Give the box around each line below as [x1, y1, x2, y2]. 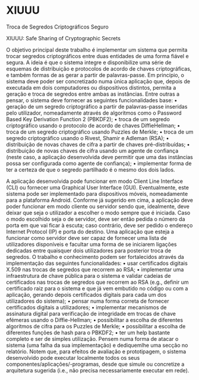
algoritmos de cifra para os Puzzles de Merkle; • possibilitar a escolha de [6, 322, 186, 330]
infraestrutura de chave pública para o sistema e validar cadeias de [6, 272, 171, 279]
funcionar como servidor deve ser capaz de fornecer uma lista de [6, 234, 168, 241]
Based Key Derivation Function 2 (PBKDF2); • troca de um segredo [6, 115, 170, 122]
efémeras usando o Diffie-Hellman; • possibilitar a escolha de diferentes [6, 316, 183, 324]
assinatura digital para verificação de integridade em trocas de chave [6, 310, 176, 317]
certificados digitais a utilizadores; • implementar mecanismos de [6, 303, 167, 311]
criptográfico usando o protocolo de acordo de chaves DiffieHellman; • [6, 122, 181, 129]
